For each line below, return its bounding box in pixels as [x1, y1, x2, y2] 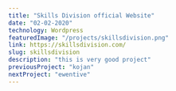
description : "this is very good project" [8, 56, 151, 64]
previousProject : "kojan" [8, 63, 94, 71]
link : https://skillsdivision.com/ [8, 41, 127, 49]
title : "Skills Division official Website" [8, 11, 155, 20]
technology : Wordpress [8, 26, 84, 34]
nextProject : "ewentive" [8, 70, 91, 78]
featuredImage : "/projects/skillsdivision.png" [8, 33, 170, 42]
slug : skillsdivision [8, 48, 80, 56]
